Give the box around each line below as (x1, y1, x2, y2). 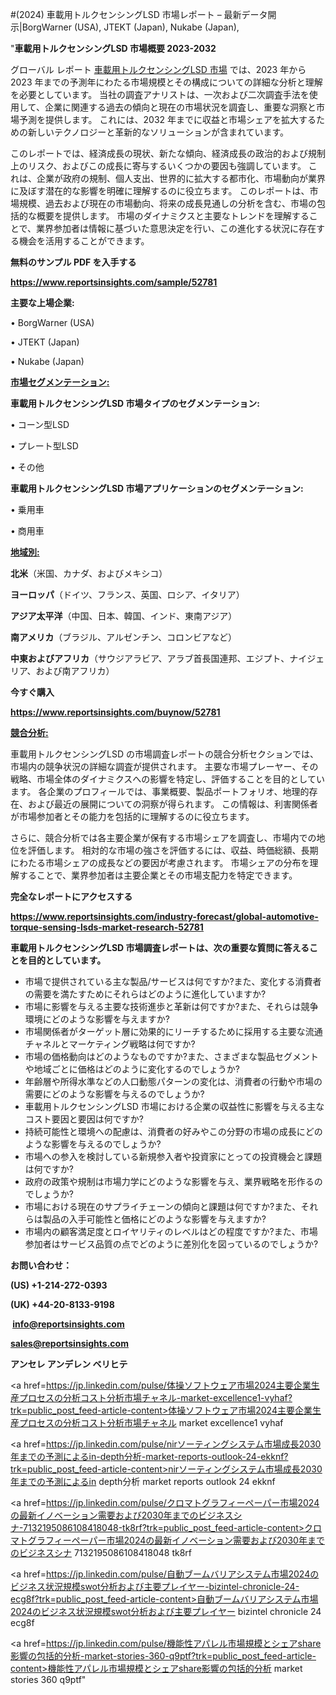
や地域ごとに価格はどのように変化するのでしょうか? (24, 1063, 240, 1075)
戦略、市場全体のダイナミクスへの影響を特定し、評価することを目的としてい (10, 773, 325, 785)
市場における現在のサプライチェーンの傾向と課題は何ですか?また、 (24, 1201, 302, 1212)
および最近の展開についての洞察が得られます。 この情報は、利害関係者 (27, 798, 319, 810)
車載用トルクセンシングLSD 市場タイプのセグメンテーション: (10, 398, 260, 409)
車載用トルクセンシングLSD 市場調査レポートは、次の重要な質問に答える (10, 942, 310, 953)
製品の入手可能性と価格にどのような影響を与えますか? (42, 1213, 267, 1225)
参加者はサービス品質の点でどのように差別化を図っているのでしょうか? (24, 1238, 319, 1250)
